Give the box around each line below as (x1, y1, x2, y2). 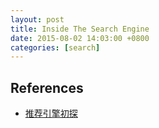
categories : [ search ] (10, 42, 101, 53)
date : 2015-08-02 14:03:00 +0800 (10, 33, 150, 43)
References (10, 79, 84, 96)
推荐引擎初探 (24, 107, 78, 120)
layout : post (10, 14, 65, 25)
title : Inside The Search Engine (10, 24, 150, 34)
